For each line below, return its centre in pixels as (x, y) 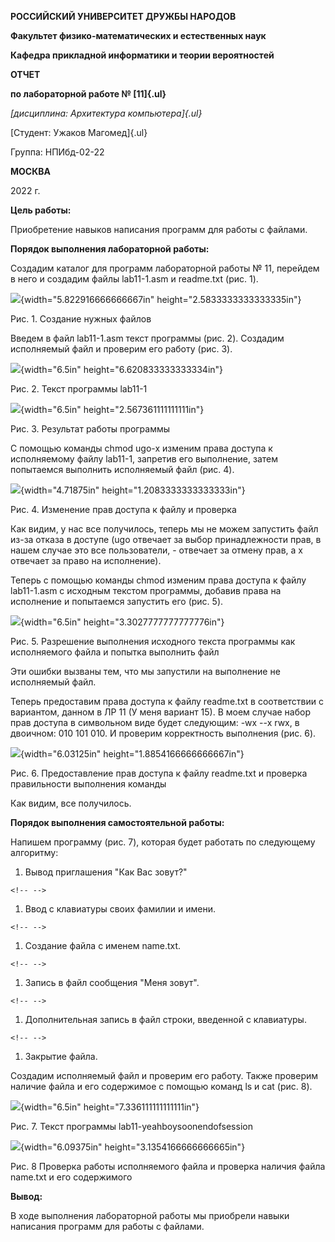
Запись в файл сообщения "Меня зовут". (112, 982)
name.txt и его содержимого (71, 1177)
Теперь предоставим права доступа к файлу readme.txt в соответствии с (167, 701)
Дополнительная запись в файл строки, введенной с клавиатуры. (165, 1019)
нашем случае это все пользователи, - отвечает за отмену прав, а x (156, 550)
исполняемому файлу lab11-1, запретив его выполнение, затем (144, 459)
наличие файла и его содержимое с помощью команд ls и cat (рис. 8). (161, 1086)
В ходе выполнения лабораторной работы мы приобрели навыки (150, 1215)
